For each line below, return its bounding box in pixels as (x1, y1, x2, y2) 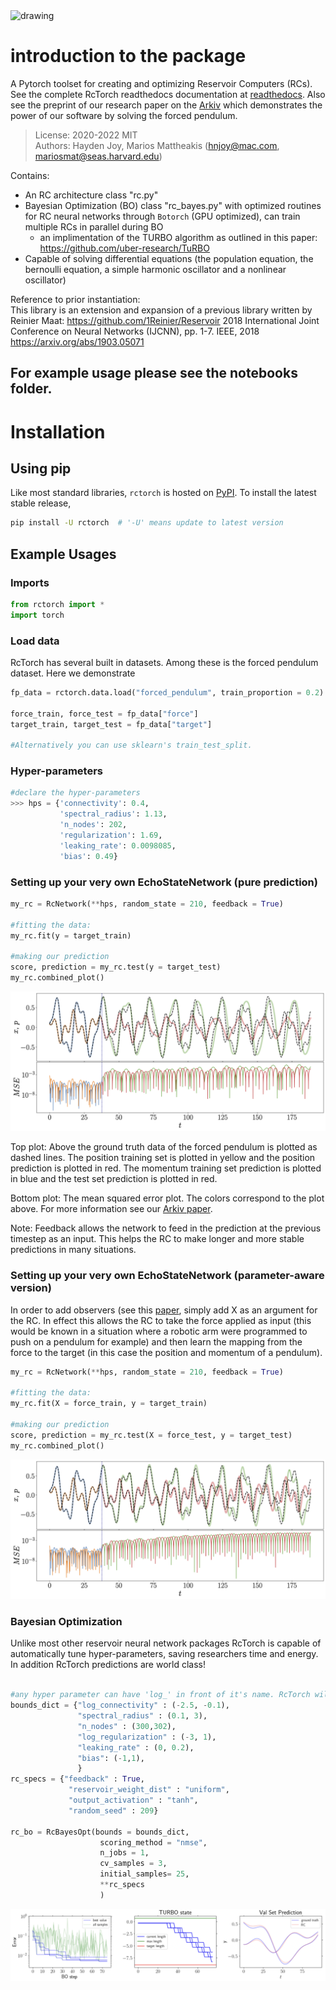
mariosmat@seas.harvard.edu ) (34, 150, 163, 162)
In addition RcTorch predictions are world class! (10, 1659, 206, 1671)
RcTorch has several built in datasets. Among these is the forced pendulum (10, 656, 319, 668)
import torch (10, 610, 65, 620)
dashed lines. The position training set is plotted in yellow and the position (10, 1152, 316, 1164)
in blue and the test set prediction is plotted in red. (10, 1173, 218, 1185)
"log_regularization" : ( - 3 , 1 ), (77, 1732, 217, 1742)
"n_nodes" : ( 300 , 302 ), (77, 1721, 177, 1731)
